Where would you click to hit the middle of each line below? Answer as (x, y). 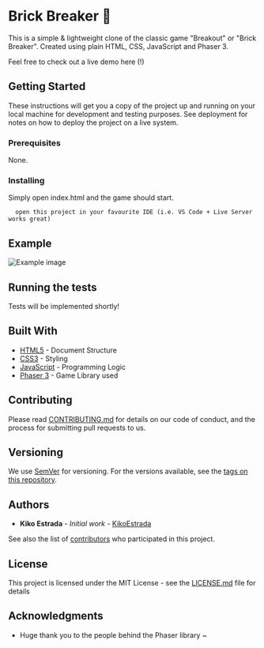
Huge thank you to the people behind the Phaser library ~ (113, 635)
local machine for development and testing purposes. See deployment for (128, 114)
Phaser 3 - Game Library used (69, 375)
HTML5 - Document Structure (68, 350)
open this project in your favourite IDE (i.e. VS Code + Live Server (134, 213)
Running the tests (53, 287)
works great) (30, 219)
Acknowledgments (56, 616)
